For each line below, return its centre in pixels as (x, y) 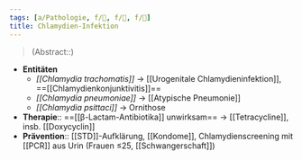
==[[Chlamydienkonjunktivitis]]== (99, 88)
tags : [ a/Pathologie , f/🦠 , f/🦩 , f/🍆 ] (80, 18)
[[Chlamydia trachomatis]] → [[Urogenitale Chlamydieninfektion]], (159, 78)
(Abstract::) (52, 51)
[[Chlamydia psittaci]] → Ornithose (101, 107)
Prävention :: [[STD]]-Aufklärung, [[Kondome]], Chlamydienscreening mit (157, 136)
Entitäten (40, 69)
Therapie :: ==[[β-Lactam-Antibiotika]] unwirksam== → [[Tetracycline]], (156, 117)
